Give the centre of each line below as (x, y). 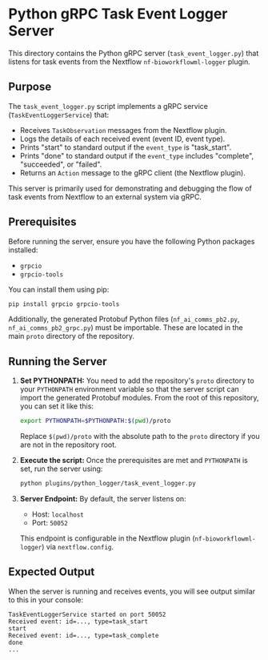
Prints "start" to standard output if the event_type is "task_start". (126, 147)
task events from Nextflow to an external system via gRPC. (105, 196)
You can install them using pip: (59, 289)
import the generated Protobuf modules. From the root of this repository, (139, 398)
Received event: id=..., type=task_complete (84, 635)
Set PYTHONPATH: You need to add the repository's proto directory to (137, 380)
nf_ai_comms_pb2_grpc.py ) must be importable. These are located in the (126, 328)
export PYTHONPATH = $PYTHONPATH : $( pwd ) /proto (95, 421)
